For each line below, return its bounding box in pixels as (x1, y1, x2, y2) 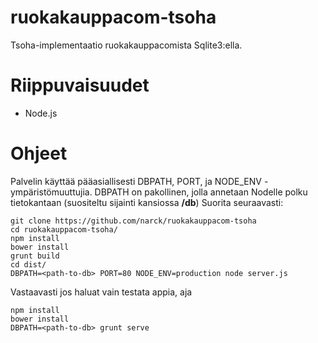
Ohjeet (10, 142, 68, 165)
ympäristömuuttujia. (10, 186, 93, 198)
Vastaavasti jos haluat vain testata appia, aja (10, 286, 193, 298)
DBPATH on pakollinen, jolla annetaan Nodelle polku (94, 186, 308, 198)
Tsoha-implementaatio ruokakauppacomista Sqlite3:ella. (10, 39, 243, 51)
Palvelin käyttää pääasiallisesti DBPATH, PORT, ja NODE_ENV (10, 175, 262, 187)
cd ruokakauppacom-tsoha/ (10, 224, 118, 235)
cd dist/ (10, 259, 47, 270)
